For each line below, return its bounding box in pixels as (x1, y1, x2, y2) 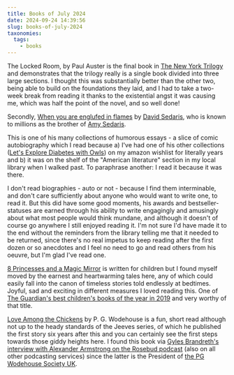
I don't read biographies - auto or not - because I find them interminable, (7, 184, 217, 192)
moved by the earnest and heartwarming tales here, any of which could (7, 272, 213, 280)
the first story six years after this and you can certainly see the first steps (7, 330, 218, 338)
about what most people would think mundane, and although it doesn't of (7, 214, 219, 222)
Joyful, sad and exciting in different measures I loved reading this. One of (7, 287, 219, 295)
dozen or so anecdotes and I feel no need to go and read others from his (7, 244, 217, 251)
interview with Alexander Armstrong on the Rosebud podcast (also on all (7, 345, 216, 353)
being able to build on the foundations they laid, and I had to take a (7, 84, 199, 92)
